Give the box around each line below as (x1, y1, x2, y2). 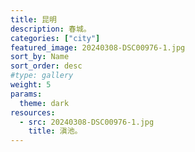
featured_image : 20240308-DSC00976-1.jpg (10, 42, 186, 53)
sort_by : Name (10, 52, 70, 62)
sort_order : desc (10, 61, 83, 71)
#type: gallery (10, 71, 74, 81)
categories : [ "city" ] (10, 33, 101, 43)
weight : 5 (10, 80, 52, 90)
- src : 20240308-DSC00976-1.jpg (19, 117, 155, 127)
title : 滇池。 (28, 126, 83, 136)
